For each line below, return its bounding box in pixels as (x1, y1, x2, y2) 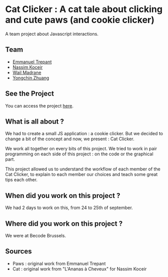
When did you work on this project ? (5, 191, 121, 200)
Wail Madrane (12, 69, 42, 75)
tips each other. (5, 177, 38, 183)
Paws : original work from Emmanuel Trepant (12, 260, 106, 266)
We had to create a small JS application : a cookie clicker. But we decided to (5, 131, 163, 137)
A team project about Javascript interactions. (5, 31, 99, 37)
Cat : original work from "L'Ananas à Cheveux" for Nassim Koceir (12, 265, 147, 272)
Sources (5, 247, 32, 256)
